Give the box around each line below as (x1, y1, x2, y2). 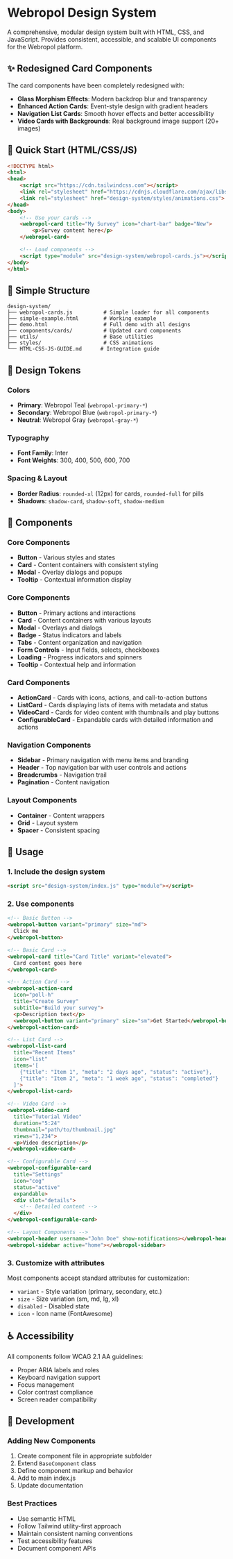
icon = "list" (13, 1056, 49, 1063)
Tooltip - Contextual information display (17, 575, 132, 584)
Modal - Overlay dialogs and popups (17, 568, 123, 577)
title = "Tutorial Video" (13, 1113, 82, 1120)
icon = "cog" (13, 1177, 45, 1184)
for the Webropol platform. (7, 42, 83, 51)
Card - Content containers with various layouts (17, 616, 151, 624)
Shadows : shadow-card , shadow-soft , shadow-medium (17, 496, 164, 505)
